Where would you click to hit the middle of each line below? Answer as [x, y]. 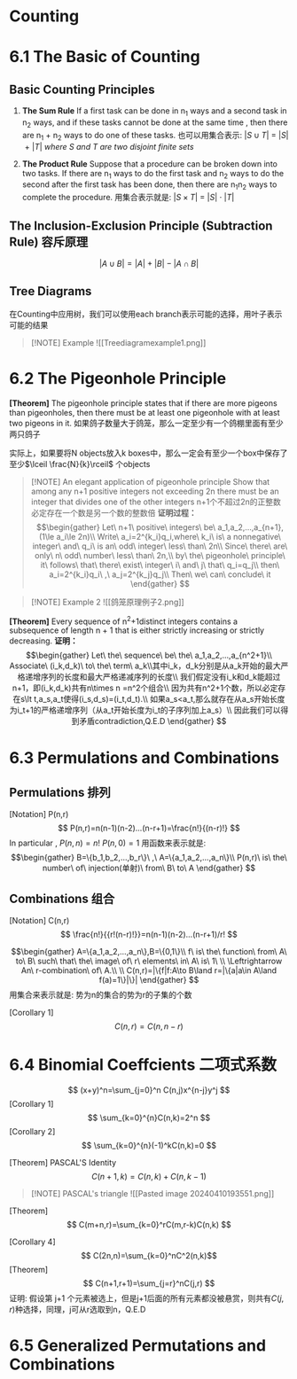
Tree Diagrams [51, 291]
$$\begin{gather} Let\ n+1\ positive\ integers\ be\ [126, 527]
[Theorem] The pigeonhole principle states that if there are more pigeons [143, 403]
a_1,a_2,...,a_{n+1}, [250, 527]
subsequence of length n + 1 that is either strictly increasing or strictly [137, 630]
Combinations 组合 [62, 898]
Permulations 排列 [60, 792]
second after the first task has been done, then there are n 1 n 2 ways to [149, 186]
